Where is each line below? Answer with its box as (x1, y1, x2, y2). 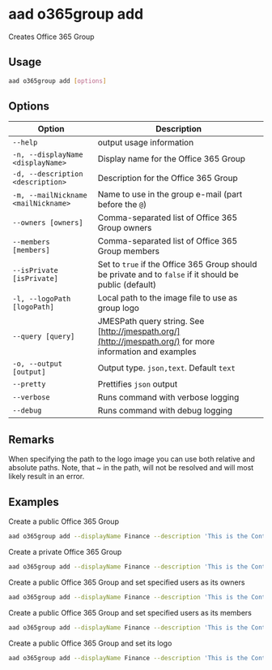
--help (12, 138, 38, 147)
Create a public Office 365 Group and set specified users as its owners (8, 577, 245, 587)
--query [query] (12, 332, 75, 341)
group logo (97, 302, 140, 313)
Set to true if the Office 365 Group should (97, 259, 257, 270)
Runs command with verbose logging (97, 391, 240, 403)
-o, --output (12, 359, 63, 369)
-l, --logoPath (12, 294, 71, 304)
